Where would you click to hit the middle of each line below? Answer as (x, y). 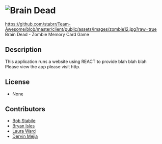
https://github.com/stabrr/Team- (38, 24)
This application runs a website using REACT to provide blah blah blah (76, 62)
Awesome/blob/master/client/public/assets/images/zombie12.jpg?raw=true (81, 29)
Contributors (25, 109)
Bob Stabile (24, 121)
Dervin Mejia (25, 136)
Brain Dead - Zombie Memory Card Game (47, 34)
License (17, 82)
